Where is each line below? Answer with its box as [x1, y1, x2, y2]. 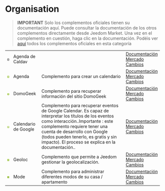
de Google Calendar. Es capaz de [41, 108, 109, 114]
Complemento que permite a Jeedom [41, 154, 117, 160]
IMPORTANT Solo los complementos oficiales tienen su [17, 20, 130, 26]
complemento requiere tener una [41, 124, 108, 130]
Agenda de [13, 54, 36, 59]
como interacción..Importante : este [41, 118, 113, 124]
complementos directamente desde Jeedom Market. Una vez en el [17, 30, 152, 36]
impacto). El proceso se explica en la [41, 139, 116, 145]
